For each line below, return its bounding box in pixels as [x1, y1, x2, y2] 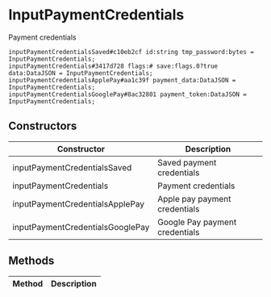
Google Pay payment [156, 216, 237, 228]
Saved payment [156, 157, 217, 168]
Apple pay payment [156, 193, 231, 204]
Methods [8, 254, 55, 268]
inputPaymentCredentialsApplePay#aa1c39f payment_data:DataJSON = [8, 76, 236, 84]
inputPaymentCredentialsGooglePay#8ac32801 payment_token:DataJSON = [8, 90, 248, 98]
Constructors [8, 119, 77, 133]
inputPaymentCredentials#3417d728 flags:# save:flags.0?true [8, 62, 219, 70]
